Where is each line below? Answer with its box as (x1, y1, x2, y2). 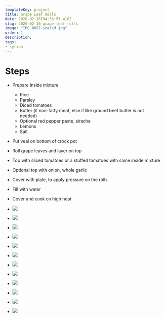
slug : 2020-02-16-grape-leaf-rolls (5, 21, 79, 26)
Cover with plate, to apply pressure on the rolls (12, 177, 108, 183)
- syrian (5, 44, 23, 49)
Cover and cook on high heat (12, 195, 72, 201)
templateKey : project (5, 7, 50, 12)
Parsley (19, 97, 36, 103)
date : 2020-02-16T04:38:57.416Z (5, 16, 72, 21)
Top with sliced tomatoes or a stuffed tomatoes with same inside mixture (12, 157, 161, 163)
